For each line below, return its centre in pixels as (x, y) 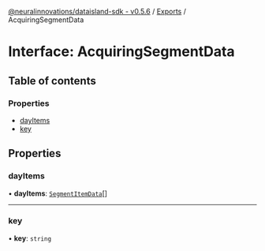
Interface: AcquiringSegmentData (121, 52)
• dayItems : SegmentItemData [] (58, 193)
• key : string (30, 238)
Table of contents (52, 81)
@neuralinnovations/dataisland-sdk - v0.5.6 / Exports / (97, 11)
